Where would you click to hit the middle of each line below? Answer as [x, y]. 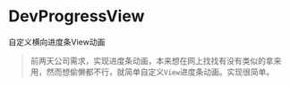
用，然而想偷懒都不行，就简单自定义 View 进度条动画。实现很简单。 [152, 72]
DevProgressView [77, 16]
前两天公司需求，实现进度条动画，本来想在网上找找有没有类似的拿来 [156, 60]
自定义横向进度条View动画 [57, 42]
